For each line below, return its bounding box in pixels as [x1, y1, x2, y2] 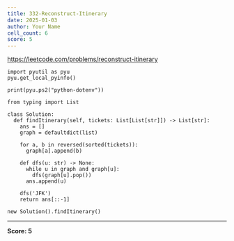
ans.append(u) [25, 178, 68, 185]
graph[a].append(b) [25, 147, 82, 155]
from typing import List [7, 99, 79, 106]
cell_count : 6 [7, 29, 49, 37]
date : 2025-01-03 [7, 17, 58, 24]
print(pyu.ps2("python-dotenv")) [7, 87, 104, 94]
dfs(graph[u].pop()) [32, 172, 92, 179]
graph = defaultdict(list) [19, 129, 98, 136]
